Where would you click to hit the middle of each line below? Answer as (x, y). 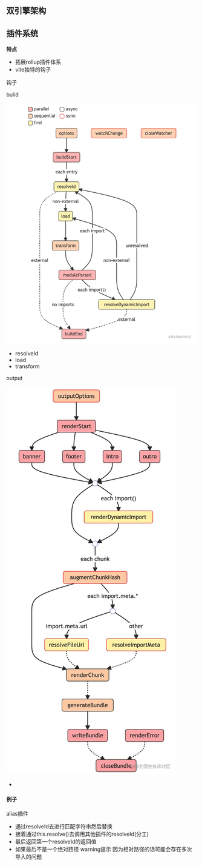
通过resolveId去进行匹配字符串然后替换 (64, 827)
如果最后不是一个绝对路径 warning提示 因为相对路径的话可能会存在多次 (103, 849)
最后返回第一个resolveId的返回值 (56, 842)
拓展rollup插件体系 (38, 62)
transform (28, 366)
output (15, 378)
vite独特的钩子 (33, 70)
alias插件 (17, 814)
